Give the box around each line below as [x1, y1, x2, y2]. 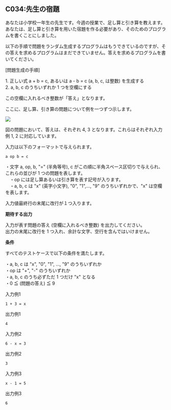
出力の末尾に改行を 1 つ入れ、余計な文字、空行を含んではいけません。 [5, 228, 153, 234]
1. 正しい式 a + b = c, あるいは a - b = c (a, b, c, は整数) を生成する [5, 77, 144, 84]
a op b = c [5, 154, 29, 159]
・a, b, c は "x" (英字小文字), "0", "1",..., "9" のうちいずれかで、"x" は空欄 [9, 182, 162, 189]
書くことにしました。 [14, 32, 59, 38]
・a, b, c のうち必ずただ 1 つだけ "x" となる [5, 274, 96, 280]
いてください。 [5, 56, 37, 62]
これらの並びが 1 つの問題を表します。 [5, 170, 86, 176]
